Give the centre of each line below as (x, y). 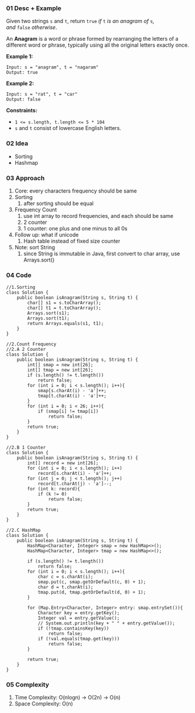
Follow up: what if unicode (47, 235)
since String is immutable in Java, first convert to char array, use (102, 253)
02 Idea (17, 144)
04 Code (19, 275)
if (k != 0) (52, 494)
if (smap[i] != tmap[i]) (68, 412)
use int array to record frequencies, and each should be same (98, 216)
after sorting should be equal (59, 203)
